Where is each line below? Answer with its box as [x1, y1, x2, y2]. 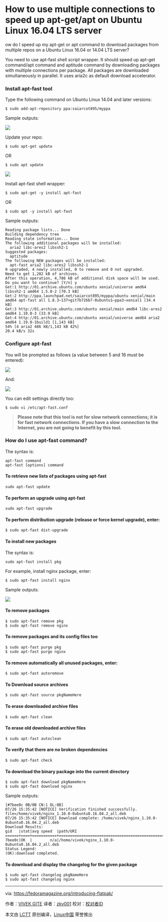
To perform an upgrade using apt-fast [5, 495, 85, 501]
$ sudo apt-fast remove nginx [5, 623, 68, 628]
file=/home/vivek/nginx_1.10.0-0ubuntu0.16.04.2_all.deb [5, 811, 126, 816]
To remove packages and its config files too [5, 634, 98, 640]
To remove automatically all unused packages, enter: [5, 660, 118, 666]
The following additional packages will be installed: [5, 241, 122, 246]
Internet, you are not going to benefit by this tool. [17, 425, 121, 431]
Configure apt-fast [5, 340, 51, 347]
